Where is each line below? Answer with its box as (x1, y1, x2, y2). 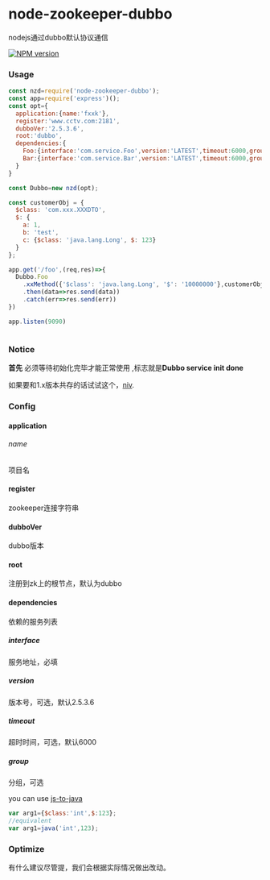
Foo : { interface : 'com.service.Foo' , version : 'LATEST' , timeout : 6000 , (22, 147, 250, 156)
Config (8, 401, 36, 412)
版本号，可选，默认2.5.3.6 (8, 697, 95, 707)
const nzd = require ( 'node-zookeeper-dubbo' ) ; (8, 87, 160, 95)
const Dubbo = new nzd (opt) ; (8, 184, 99, 192)
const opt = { (8, 102, 48, 110)
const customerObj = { (8, 198, 84, 206)
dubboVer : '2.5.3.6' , (15, 124, 84, 133)
